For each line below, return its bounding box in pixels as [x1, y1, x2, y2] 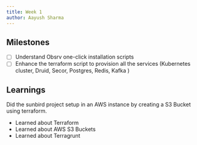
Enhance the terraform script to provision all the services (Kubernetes [15, 60, 191, 68]
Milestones [6, 37, 50, 48]
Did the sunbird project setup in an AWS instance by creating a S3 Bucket [6, 101, 191, 108]
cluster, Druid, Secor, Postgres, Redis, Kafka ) [15, 67, 130, 74]
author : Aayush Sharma [6, 15, 64, 21]
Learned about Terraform [15, 119, 79, 127]
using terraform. [6, 107, 48, 115]
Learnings [6, 85, 46, 95]
